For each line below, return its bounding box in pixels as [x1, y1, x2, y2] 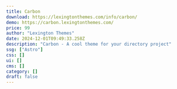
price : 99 [6, 25, 30, 31]
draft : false [6, 74, 38, 80]
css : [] [6, 52, 25, 58]
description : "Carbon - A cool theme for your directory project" [6, 42, 172, 47]
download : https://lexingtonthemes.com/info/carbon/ [6, 14, 138, 20]
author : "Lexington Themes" [6, 30, 75, 36]
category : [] [6, 69, 38, 74]
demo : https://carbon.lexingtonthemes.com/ [6, 19, 114, 25]
